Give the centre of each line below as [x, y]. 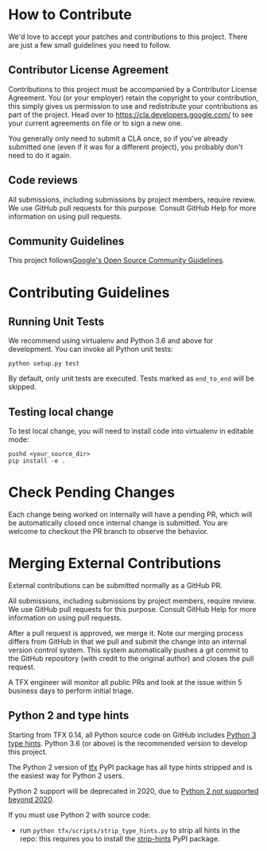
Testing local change [61, 412]
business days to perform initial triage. [71, 691]
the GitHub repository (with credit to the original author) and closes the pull [131, 659]
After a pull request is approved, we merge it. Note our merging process [126, 633]
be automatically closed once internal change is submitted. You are [118, 523]
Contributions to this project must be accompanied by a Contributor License [133, 89]
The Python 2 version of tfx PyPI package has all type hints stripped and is [130, 767]
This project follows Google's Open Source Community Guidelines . [116, 261]
